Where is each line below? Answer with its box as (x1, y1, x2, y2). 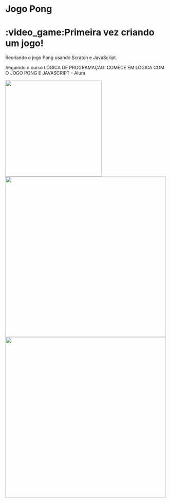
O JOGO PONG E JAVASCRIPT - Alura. (5, 70, 87, 76)
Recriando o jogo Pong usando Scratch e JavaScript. (5, 54, 117, 61)
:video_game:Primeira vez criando (5, 27, 155, 39)
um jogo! (5, 38, 44, 49)
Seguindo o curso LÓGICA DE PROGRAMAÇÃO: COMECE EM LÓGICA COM (5, 65, 165, 71)
